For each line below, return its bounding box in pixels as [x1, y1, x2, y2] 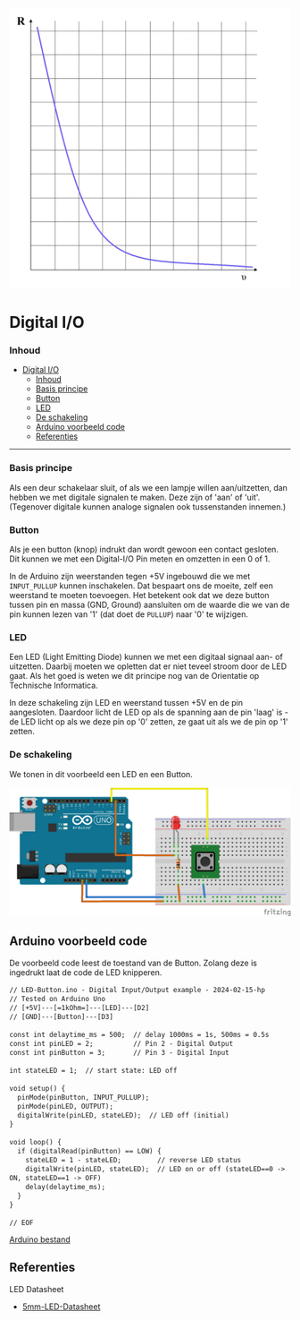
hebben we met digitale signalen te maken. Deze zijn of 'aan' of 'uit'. [9, 492, 261, 502]
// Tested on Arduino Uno [9, 994, 105, 1003]
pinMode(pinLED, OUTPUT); [17, 1101, 114, 1110]
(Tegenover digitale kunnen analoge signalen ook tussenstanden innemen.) [9, 501, 287, 512]
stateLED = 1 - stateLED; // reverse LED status [25, 1155, 242, 1164]
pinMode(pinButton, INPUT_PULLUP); [17, 1093, 150, 1101]
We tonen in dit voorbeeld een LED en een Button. [9, 768, 194, 779]
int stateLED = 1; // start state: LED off [9, 1066, 178, 1075]
